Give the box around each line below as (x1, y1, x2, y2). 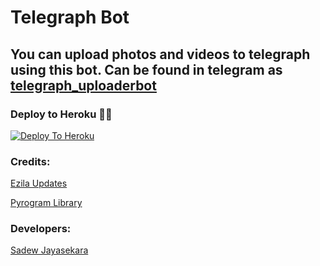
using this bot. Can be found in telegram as (10, 61, 283, 78)
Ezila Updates (10, 177, 68, 190)
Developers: (10, 222, 72, 236)
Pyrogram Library (10, 197, 83, 209)
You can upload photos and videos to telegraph (10, 46, 311, 63)
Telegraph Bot (10, 6, 130, 29)
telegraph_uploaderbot (10, 77, 157, 94)
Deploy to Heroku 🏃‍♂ (10, 107, 113, 121)
